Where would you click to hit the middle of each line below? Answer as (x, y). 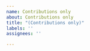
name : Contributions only (38, 12)
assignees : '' (24, 34)
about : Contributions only (40, 17)
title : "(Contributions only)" (45, 23)
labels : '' (20, 28)
